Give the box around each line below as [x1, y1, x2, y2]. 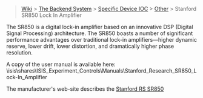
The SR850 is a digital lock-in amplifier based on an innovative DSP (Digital [6, 24, 193, 30]
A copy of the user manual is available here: [6, 60, 116, 68]
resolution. [6, 49, 33, 56]
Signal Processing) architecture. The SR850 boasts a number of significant [6, 30, 193, 37]
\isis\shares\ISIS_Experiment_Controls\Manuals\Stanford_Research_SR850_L [6, 67, 197, 74]
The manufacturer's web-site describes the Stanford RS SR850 [6, 85, 164, 93]
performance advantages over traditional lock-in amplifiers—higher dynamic [6, 36, 197, 43]
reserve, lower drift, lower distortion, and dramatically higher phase [6, 42, 175, 50]
